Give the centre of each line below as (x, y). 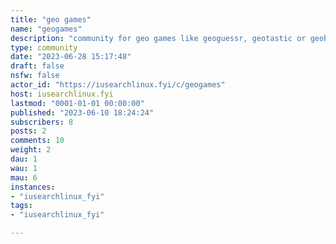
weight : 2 (31, 150)
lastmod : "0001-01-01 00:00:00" (77, 103)
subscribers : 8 (42, 122)
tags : (21, 206)
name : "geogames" (46, 29)
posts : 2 (28, 131)
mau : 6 (24, 177)
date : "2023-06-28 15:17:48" (71, 57)
